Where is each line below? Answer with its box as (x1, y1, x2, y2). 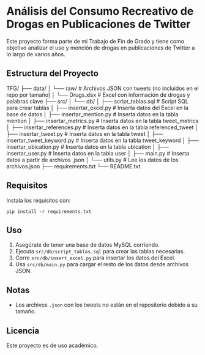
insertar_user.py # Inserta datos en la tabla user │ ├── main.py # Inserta (6, 149, 190, 157)
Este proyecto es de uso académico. (6, 342, 99, 349)
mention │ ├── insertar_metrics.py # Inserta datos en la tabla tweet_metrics (6, 117, 199, 124)
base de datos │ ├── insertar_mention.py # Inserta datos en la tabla (6, 110, 179, 118)
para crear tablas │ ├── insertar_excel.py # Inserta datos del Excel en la (6, 104, 188, 111)
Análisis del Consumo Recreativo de (6, 4, 194, 18)
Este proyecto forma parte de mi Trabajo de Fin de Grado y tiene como (6, 37, 185, 45)
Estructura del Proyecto (6, 69, 99, 79)
